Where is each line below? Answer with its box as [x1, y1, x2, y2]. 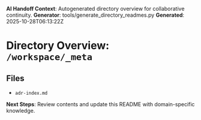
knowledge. [6, 107, 35, 114]
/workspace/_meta [6, 52, 93, 63]
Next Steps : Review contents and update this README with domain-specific [6, 101, 195, 107]
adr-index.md [14, 90, 48, 96]
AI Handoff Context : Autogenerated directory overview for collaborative [6, 5, 185, 12]
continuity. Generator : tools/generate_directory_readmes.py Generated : [6, 11, 185, 19]
